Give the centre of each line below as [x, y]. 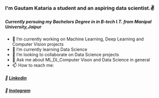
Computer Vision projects [38, 44]
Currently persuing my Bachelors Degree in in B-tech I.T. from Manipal [78, 21]
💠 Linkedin [16, 78]
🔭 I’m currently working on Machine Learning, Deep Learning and [78, 39]
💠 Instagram [18, 90]
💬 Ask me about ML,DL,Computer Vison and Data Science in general [81, 59]
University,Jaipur [23, 27]
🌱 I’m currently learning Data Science [50, 49]
